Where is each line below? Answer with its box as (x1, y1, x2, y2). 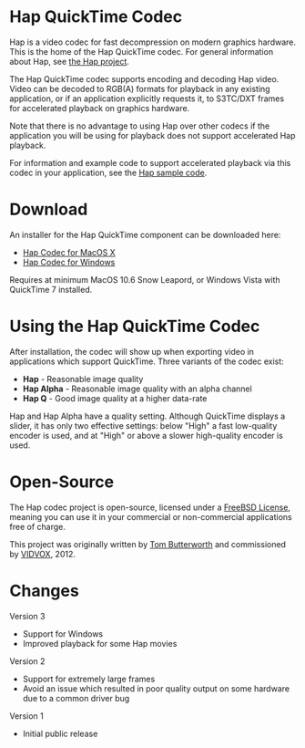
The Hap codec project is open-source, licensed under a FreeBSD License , (9, 502, 291, 513)
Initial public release (22, 728, 98, 739)
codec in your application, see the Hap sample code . (9, 167, 208, 178)
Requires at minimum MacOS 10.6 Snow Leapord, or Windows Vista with (9, 274, 280, 285)
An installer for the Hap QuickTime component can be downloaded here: (9, 229, 281, 240)
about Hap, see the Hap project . (9, 56, 130, 67)
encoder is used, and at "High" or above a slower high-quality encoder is (9, 430, 284, 441)
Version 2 (9, 655, 46, 667)
